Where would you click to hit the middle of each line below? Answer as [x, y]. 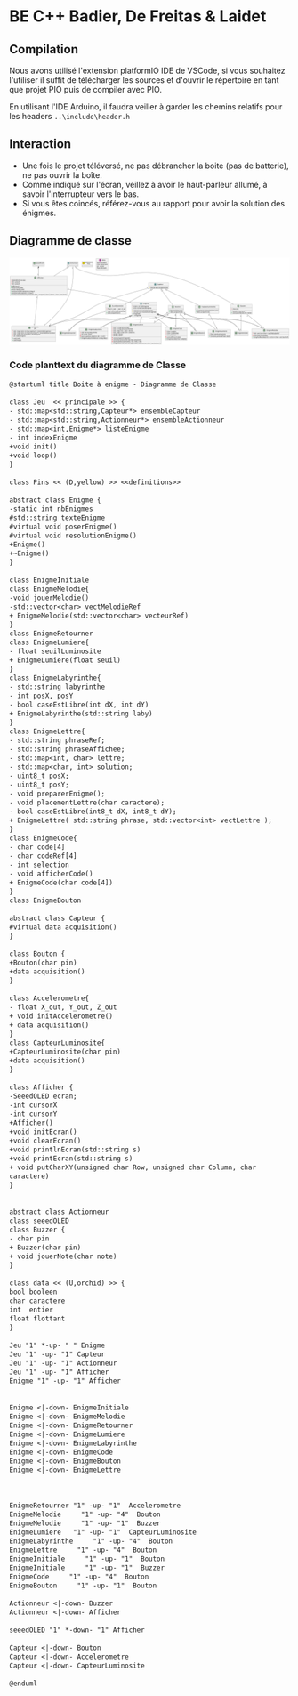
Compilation [44, 49]
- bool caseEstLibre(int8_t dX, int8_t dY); [93, 812]
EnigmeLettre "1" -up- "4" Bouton [83, 1550]
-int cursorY [33, 1114]
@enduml [24, 1684]
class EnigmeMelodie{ [49, 589]
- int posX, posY [41, 696]
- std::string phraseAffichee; [67, 749]
